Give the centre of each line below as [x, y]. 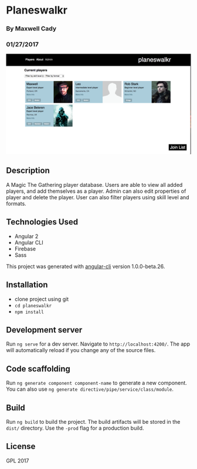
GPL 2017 [18, 460]
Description [28, 171]
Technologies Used [42, 222]
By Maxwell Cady [31, 29]
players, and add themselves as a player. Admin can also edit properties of [96, 191]
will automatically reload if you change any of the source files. [81, 350]
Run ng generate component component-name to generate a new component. [97, 383]
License [21, 446]
